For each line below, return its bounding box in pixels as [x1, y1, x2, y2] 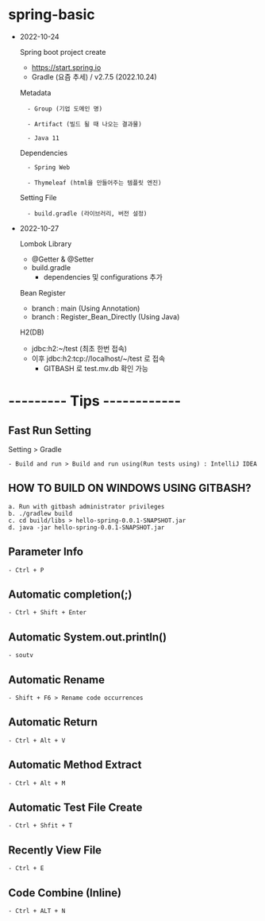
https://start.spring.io [31, 62, 102, 72]
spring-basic [8, 6, 95, 24]
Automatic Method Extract [8, 758, 142, 772]
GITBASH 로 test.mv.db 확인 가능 [43, 363, 149, 373]
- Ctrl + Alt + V [8, 737, 66, 745]
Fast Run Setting [8, 424, 91, 437]
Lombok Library [19, 238, 72, 248]
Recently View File [8, 843, 102, 857]
